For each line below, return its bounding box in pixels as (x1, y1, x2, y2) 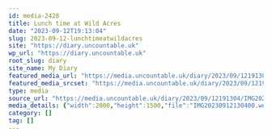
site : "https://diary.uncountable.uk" (8, 42, 139, 50)
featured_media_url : (8, 72, 79, 80)
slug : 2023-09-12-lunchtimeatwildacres (8, 34, 143, 43)
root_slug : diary (8, 57, 67, 65)
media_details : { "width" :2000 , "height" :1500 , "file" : (8, 102, 190, 110)
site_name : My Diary (8, 64, 79, 73)
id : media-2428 (8, 11, 60, 20)
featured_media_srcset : (8, 79, 89, 87)
